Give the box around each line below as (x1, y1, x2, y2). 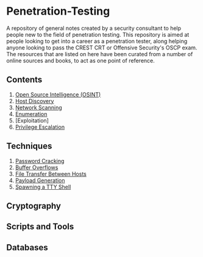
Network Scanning (15, 104, 62, 111)
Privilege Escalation (15, 123, 65, 131)
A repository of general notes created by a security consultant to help (6, 24, 182, 32)
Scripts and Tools (6, 222, 74, 232)
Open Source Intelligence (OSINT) (15, 90, 101, 98)
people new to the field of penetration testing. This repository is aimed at (6, 31, 190, 38)
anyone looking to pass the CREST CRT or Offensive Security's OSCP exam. (6, 44, 198, 51)
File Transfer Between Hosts (15, 170, 87, 178)
